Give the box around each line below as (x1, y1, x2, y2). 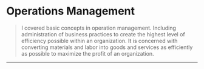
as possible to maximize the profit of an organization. (21, 50, 154, 57)
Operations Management (6, 4, 135, 18)
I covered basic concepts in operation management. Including (21, 24, 176, 31)
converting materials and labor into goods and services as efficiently (21, 44, 193, 51)
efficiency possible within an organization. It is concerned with (21, 37, 178, 44)
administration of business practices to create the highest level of (21, 30, 185, 38)
